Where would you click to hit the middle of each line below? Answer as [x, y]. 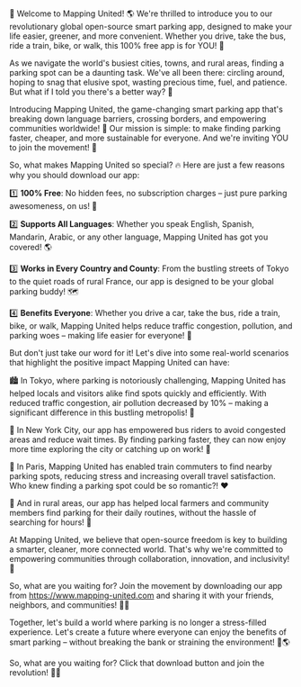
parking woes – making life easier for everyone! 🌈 [101, 335]
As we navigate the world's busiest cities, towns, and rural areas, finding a [147, 63]
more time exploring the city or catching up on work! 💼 [110, 449]
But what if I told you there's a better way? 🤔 [91, 92]
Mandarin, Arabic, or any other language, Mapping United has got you [139, 237]
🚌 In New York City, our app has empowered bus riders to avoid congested [147, 430]
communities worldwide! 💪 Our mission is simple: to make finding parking [145, 128]
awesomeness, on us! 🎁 [53, 206]
